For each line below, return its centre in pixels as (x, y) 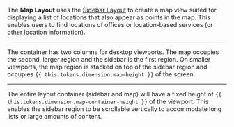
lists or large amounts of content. (55, 116)
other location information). (46, 32)
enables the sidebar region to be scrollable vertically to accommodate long (115, 109)
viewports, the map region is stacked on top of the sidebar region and (107, 67)
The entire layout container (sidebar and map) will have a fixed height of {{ (115, 94)
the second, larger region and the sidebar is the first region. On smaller (109, 59)
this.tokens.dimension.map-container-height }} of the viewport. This (108, 101)
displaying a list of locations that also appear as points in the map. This (109, 17)
